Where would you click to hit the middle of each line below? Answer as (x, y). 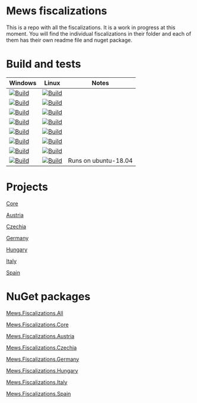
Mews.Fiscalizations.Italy (37, 382)
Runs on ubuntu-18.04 (100, 160)
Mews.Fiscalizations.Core (38, 325)
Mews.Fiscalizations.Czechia (42, 347)
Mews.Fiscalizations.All (35, 313)
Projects (27, 187)
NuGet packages (48, 297)
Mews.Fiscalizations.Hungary (42, 370)
